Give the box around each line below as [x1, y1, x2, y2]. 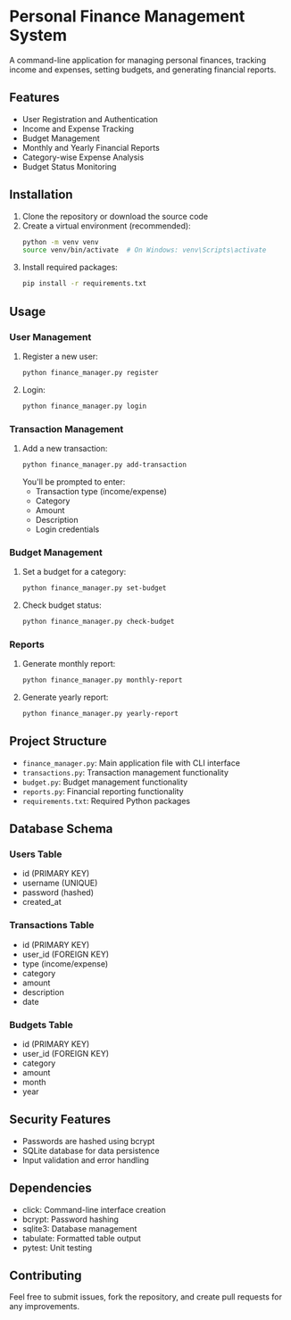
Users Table [9, 848, 62, 860]
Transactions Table [9, 919, 95, 932]
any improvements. [9, 1301, 80, 1312]
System [9, 25, 68, 46]
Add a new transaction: [21, 443, 108, 453]
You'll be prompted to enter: [21, 476, 126, 487]
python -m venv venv [21, 237, 99, 246]
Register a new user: [21, 351, 98, 361]
